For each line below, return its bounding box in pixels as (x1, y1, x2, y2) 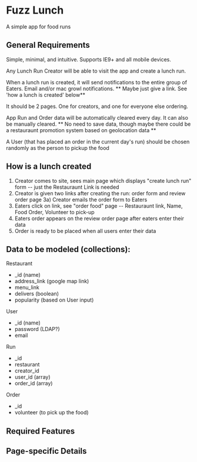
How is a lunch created (6, 162, 92, 172)
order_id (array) (14, 380, 53, 387)
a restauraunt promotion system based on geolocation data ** (6, 126, 156, 133)
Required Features (6, 426, 75, 436)
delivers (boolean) (14, 290, 59, 297)
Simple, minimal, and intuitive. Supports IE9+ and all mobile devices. (6, 55, 172, 63)
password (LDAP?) (14, 326, 60, 333)
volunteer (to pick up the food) (14, 409, 89, 416)
